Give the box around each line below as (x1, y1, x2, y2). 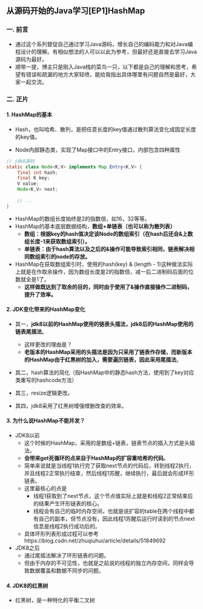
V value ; (17, 181, 39, 187)
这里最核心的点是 (24, 485, 67, 492)
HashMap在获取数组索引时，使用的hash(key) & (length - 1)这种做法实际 (15, 260, 193, 268)
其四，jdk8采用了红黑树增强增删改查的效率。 (15, 402, 127, 409)
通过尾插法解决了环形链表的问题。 (24, 552, 110, 559)
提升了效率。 (24, 290, 56, 298)
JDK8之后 (15, 544, 40, 551)
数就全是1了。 (15, 275, 50, 283)
